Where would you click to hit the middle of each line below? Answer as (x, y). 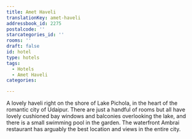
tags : (13, 63)
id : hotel (19, 52)
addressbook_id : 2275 (34, 23)
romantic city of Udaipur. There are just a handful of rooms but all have (96, 110)
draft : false (23, 47)
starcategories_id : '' (35, 35)
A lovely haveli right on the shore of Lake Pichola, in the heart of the (92, 103)
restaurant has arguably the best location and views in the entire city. (94, 129)
